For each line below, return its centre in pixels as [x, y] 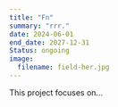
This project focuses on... [56, 92]
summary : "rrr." [39, 26]
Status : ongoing [39, 51]
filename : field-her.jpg [63, 68]
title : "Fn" [31, 17]
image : [21, 59]
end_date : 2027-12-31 [50, 42]
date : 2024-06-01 [42, 34]
